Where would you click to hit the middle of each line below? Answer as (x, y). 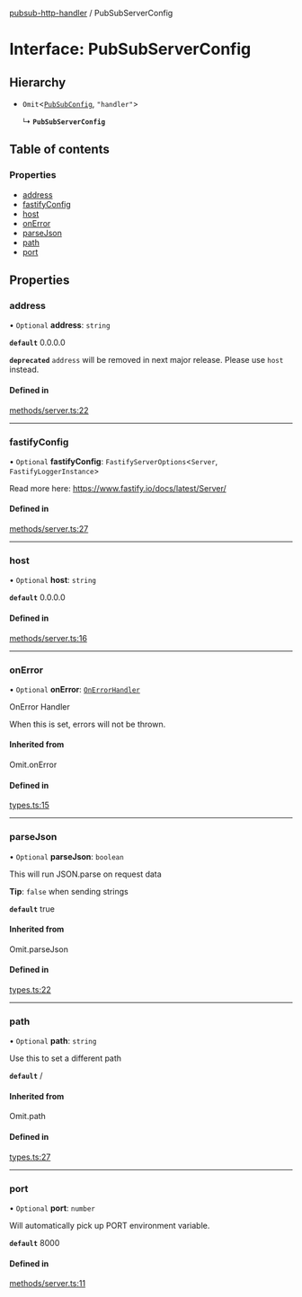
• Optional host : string (53, 580)
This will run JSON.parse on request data (85, 874)
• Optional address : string (60, 325)
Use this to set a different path (66, 1058)
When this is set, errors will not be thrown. (88, 724)
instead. (24, 370)
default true (32, 909)
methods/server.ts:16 (49, 638)
